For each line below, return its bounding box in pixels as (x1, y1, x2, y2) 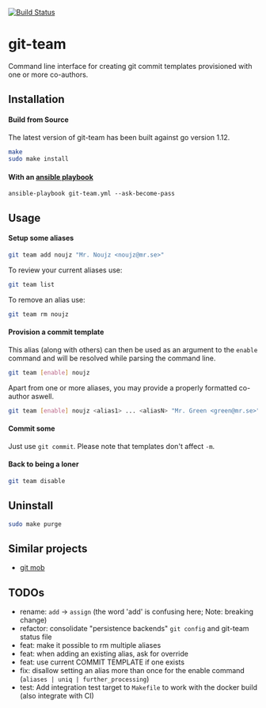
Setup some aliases (8, 234, 74, 243)
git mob (19, 563, 45, 573)
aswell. (31, 391, 55, 401)
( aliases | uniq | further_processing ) (19, 674, 150, 684)
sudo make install (8, 155, 69, 163)
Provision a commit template (8, 327, 104, 337)
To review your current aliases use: (8, 265, 123, 275)
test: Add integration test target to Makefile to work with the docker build (19, 683, 257, 692)
